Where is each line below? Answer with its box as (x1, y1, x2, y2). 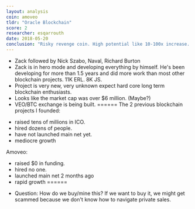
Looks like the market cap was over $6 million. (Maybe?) (14, 94, 151, 101)
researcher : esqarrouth (6, 30, 64, 36)
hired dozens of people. (14, 124, 73, 132)
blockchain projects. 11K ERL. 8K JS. (14, 76, 102, 83)
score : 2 (6, 25, 28, 31)
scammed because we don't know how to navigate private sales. (14, 196, 172, 203)
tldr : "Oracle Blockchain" (6, 19, 72, 25)
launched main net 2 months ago (14, 172, 94, 179)
